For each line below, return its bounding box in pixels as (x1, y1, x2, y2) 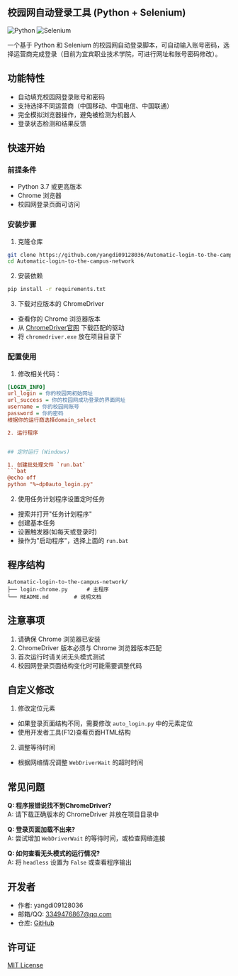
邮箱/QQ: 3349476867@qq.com (17, 910, 112, 919)
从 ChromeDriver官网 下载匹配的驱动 (17, 324, 125, 332)
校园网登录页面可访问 (17, 200, 80, 209)
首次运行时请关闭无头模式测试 (17, 652, 105, 661)
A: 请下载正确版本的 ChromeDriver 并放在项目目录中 (7, 810, 159, 818)
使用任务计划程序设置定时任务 (17, 495, 105, 503)
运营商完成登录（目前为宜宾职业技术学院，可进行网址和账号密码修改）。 (13, 49, 222, 58)
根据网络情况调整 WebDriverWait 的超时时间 (17, 758, 144, 767)
